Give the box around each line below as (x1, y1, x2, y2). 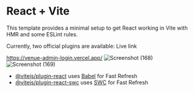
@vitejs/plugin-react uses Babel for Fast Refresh (15, 72, 138, 79)
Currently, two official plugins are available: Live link (6, 42, 137, 50)
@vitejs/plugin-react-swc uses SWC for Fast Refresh (15, 79, 148, 86)
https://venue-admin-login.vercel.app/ (6, 54, 102, 61)
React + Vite (6, 4, 70, 18)
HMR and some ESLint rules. (6, 30, 78, 38)
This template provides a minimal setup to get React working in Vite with (6, 24, 188, 31)
